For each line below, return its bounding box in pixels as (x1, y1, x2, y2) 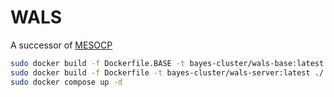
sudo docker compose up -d (10, 77, 123, 87)
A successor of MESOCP (10, 39, 113, 51)
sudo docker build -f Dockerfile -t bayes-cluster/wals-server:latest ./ (10, 67, 325, 78)
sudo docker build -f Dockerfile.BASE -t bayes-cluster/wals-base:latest (10, 58, 325, 68)
